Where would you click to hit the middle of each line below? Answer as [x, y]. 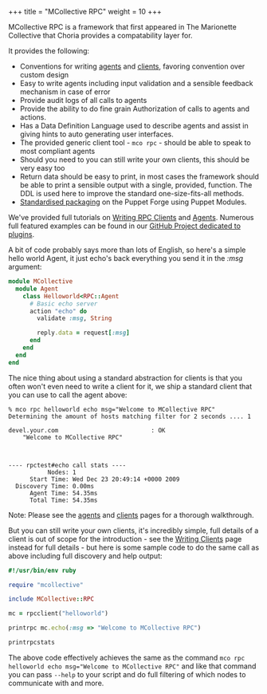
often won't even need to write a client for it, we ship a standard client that [130, 386]
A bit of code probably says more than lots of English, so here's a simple [127, 250]
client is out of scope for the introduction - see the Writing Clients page [125, 538]
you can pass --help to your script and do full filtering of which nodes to [127, 674]
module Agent [37, 289]
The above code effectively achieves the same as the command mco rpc [127, 657]
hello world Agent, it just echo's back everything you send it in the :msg [126, 258]
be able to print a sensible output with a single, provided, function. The [136, 185]
